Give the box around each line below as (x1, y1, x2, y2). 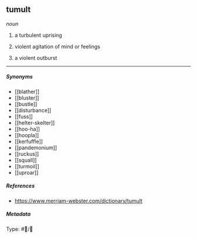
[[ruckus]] (14, 150, 39, 157)
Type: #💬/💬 (6, 225, 33, 232)
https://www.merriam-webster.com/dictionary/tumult (14, 197, 142, 204)
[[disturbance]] (14, 107, 52, 114)
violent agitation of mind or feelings (14, 43, 101, 50)
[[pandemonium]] (14, 144, 57, 151)
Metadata (6, 210, 31, 217)
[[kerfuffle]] (14, 138, 43, 145)
